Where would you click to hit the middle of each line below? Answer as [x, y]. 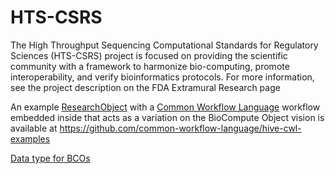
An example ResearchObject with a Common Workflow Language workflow [165, 107]
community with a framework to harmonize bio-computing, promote [150, 66]
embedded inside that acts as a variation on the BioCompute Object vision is [167, 117]
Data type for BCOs [50, 158]
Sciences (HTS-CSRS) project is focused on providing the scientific [149, 55]
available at [34, 128]
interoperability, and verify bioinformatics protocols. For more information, [162, 77]
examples [30, 138]
